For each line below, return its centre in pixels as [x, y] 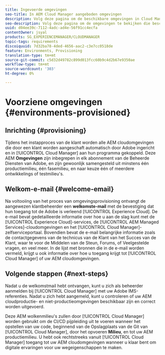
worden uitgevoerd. [25, 306]
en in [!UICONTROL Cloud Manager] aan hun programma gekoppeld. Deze [81, 153]
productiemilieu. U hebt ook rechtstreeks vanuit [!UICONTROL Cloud [74, 337]
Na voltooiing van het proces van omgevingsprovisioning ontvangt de [75, 201]
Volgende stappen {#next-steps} [57, 274]
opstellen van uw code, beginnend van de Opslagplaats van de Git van [77, 327]
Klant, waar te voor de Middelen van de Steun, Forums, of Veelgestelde [77, 243]
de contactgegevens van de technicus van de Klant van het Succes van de [81, 237]
